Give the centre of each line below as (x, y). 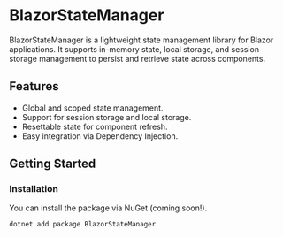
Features (34, 86)
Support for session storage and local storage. (107, 117)
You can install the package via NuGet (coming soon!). (108, 208)
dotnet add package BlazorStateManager (83, 225)
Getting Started (53, 164)
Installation (34, 189)
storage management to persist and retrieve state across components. (138, 58)
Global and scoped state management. (92, 108)
